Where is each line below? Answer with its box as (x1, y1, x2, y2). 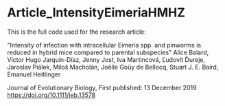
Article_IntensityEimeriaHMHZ (7, 5, 185, 21)
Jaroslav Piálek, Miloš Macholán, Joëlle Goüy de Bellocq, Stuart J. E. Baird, (7, 63, 219, 71)
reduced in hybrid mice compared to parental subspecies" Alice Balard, (7, 48, 209, 56)
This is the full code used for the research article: (7, 28, 146, 36)
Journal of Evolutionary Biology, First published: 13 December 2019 (7, 83, 197, 92)
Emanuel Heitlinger (7, 70, 61, 78)
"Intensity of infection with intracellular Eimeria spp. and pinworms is (7, 41, 201, 49)
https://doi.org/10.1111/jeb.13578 (7, 91, 96, 99)
